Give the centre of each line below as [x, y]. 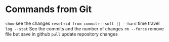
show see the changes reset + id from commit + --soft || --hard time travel [82, 23]
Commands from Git [49, 9]
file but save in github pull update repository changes [61, 34]
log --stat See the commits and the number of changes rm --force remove [85, 28]
